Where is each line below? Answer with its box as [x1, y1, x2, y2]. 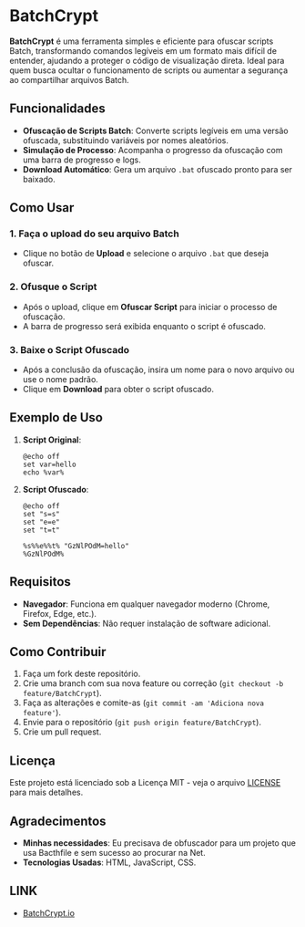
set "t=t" [22, 526, 61, 535]
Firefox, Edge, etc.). [22, 608, 97, 619]
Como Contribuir [9, 644, 107, 660]
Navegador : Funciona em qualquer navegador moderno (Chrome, [22, 599, 270, 609]
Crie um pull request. [22, 726, 102, 737]
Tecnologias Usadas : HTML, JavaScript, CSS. [22, 857, 197, 868]
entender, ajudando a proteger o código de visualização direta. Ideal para [9, 55, 285, 66]
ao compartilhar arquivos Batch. [9, 74, 129, 85]
